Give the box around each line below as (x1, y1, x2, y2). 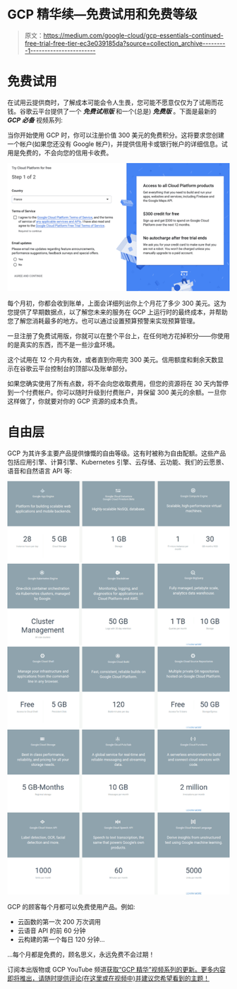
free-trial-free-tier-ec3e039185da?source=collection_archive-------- (24, 39, 226, 47)
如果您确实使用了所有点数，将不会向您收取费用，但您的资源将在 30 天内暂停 (7, 379, 229, 388)
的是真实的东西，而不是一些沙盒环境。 (7, 340, 119, 349)
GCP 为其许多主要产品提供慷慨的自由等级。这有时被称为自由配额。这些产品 (7, 449, 226, 457)
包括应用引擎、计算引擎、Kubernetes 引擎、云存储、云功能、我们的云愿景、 (7, 458, 228, 467)
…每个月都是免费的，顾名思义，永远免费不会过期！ (7, 950, 155, 959)
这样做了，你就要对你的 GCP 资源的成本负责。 (7, 397, 142, 406)
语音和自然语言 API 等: (7, 467, 73, 475)
